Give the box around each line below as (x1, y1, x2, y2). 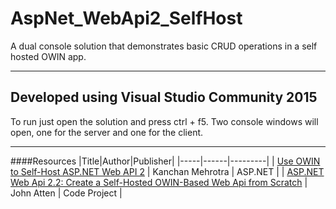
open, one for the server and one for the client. (10, 126, 204, 138)
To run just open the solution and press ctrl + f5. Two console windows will (10, 115, 319, 127)
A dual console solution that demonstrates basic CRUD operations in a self (10, 40, 318, 52)
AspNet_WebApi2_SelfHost (10, 7, 243, 30)
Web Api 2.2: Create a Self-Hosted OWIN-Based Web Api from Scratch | (10, 176, 308, 188)
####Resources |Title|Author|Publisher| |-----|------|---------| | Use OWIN (10, 155, 321, 167)
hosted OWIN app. (10, 50, 87, 62)
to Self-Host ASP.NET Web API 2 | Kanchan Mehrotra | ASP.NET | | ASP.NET (10, 165, 325, 177)
